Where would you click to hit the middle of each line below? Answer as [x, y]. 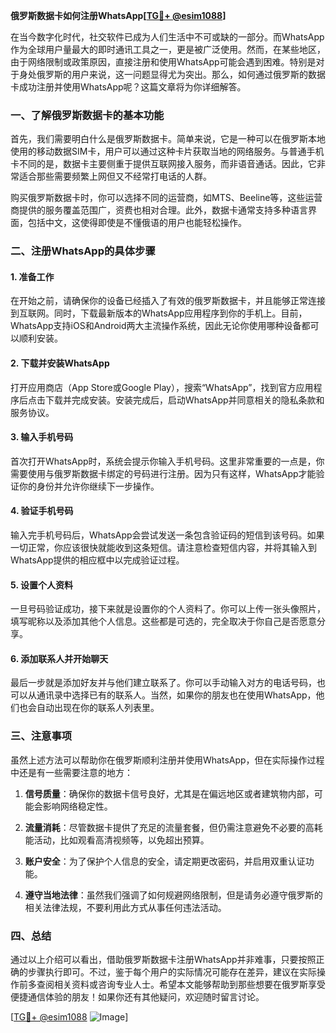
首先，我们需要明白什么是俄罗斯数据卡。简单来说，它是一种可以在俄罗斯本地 [168, 139]
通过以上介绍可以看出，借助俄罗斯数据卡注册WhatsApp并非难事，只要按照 [163, 960]
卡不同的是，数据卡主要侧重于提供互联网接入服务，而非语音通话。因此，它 [163, 164]
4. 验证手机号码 [42, 511]
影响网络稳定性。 [77, 806]
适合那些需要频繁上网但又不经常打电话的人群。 [115, 176]
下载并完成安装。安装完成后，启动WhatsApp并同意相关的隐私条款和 [184, 400]
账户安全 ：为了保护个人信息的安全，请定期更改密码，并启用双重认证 [165, 861]
